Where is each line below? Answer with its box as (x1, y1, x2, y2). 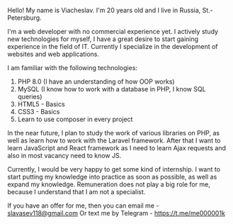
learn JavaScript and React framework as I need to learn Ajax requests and (7, 144, 227, 152)
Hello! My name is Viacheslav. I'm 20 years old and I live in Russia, (7, 6, 201, 14)
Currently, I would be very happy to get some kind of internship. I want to (7, 165, 221, 173)
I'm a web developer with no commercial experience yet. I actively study (7, 28, 218, 35)
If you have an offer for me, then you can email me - (7, 201, 159, 210)
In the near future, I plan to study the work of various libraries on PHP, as (7, 129, 220, 137)
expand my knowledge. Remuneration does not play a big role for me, (7, 180, 210, 189)
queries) (17, 92, 42, 101)
